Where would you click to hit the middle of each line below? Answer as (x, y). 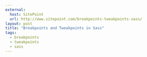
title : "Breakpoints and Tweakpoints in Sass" (55, 28)
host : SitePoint (27, 14)
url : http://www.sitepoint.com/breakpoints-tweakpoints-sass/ (76, 19)
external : (16, 10)
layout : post (19, 24)
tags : (11, 33)
